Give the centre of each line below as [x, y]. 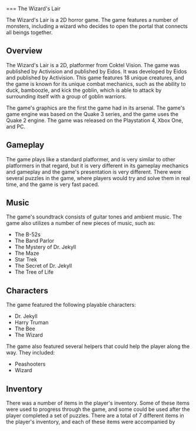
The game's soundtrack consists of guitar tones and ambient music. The [94, 217]
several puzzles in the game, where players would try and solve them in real [98, 178]
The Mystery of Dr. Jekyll [45, 247]
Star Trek [26, 260]
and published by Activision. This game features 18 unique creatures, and [95, 77]
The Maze [27, 253]
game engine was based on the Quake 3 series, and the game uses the [92, 114]
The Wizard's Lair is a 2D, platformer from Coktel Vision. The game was [93, 65]
